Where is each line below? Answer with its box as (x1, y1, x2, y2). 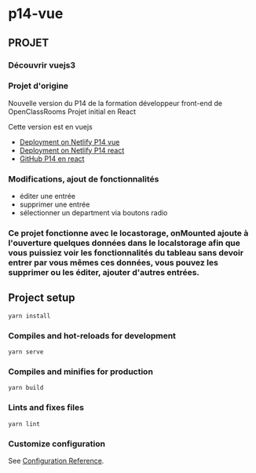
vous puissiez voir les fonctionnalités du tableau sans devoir (8, 247, 244, 258)
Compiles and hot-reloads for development (8, 330, 177, 341)
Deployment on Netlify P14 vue (19, 137, 120, 146)
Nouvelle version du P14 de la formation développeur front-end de (8, 98, 222, 108)
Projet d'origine (8, 80, 69, 91)
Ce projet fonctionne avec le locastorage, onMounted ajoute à (8, 228, 249, 239)
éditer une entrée (19, 192, 76, 201)
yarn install (8, 312, 51, 320)
